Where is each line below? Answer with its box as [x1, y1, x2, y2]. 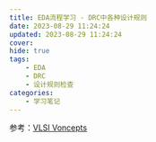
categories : [9, 88, 54, 97]
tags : [9, 55, 30, 64]
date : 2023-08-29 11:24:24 [9, 22, 110, 31]
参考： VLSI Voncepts [9, 122, 88, 133]
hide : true [9, 47, 50, 56]
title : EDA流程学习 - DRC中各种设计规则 [9, 13, 148, 22]
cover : [9, 38, 34, 48]
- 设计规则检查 [25, 80, 74, 89]
